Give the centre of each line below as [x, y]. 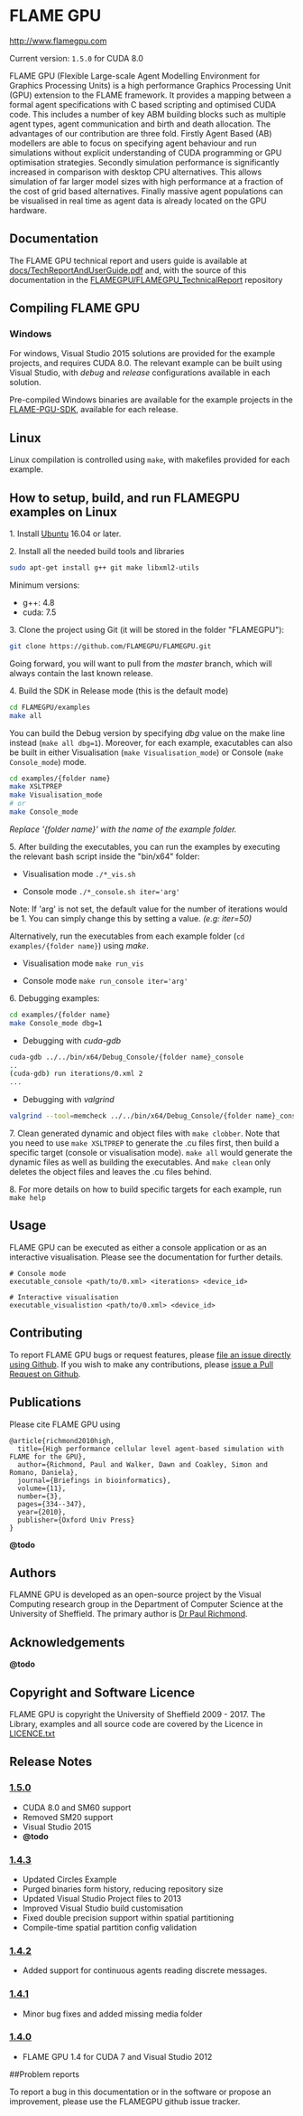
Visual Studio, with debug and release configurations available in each [140, 373]
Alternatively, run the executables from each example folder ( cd [127, 936]
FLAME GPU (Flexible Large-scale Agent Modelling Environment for [135, 76]
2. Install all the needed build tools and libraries [97, 552]
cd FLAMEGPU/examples [50, 707]
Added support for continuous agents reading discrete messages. [145, 1970]
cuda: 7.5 [39, 612]
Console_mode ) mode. [48, 761]
